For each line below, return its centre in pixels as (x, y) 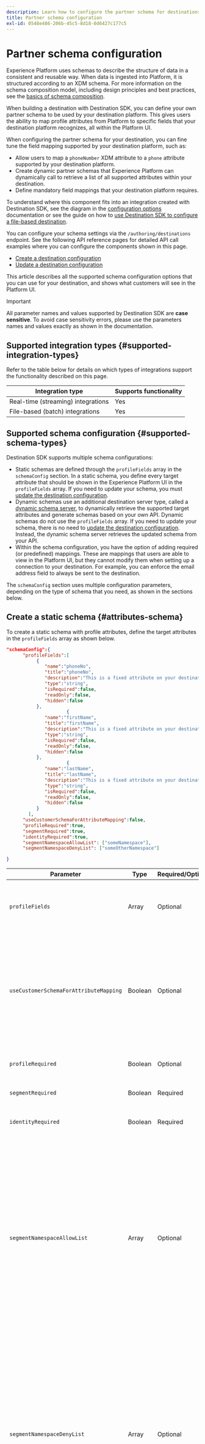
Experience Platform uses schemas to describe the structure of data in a (97, 70)
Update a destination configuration (59, 265)
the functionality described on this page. (57, 376)
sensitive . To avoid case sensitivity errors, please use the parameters (94, 320)
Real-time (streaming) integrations (59, 402)
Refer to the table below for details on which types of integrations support (99, 370)
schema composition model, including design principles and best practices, (101, 90)
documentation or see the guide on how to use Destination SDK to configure (102, 215)
